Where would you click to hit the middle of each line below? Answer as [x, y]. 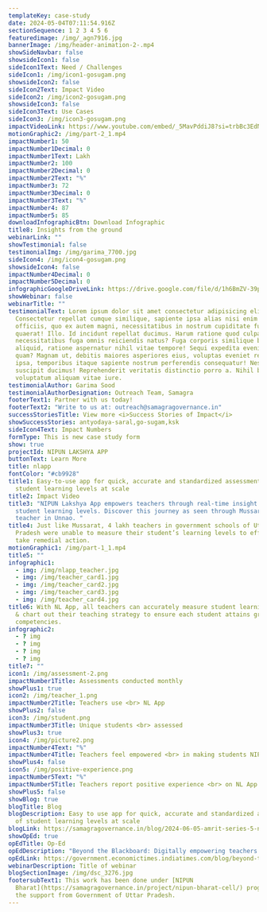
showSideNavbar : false [46, 52]
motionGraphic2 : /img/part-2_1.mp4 [67, 134]
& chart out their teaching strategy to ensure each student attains [133, 614]
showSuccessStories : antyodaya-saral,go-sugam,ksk [94, 422]
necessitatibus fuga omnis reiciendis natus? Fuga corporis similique [135, 341]
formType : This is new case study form [74, 437]
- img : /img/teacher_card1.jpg [67, 577]
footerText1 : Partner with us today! [71, 400]
